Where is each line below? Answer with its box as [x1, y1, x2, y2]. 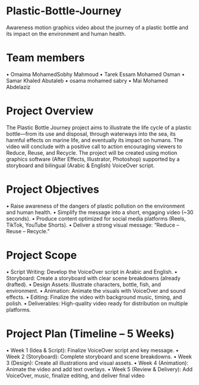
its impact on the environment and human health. [6, 30, 127, 37]
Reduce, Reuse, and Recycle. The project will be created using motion [6, 149, 178, 156]
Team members [6, 51, 85, 65]
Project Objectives [6, 183, 100, 196]
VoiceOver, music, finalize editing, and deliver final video [6, 372, 145, 379]
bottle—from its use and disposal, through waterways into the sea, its [6, 130, 176, 137]
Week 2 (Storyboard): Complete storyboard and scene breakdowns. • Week [6, 353, 192, 360]
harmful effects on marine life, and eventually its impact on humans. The [6, 136, 183, 143]
